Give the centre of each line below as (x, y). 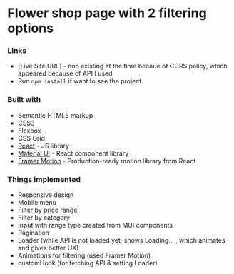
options (30, 28)
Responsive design (46, 195)
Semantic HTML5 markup (55, 115)
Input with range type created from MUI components (95, 225)
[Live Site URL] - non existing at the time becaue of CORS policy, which (122, 66)
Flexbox (29, 131)
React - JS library (44, 146)
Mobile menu (37, 203)
